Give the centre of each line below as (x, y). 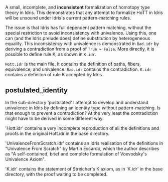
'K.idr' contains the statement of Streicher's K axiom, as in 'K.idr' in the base (84, 169)
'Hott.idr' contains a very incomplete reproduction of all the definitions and (82, 128)
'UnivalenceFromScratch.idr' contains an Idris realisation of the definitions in (84, 143)
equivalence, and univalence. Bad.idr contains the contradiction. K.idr (78, 69)
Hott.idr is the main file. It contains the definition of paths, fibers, (73, 64)
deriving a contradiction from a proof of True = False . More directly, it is (80, 49)
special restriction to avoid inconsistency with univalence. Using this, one (81, 33)
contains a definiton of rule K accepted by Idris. (54, 74)
